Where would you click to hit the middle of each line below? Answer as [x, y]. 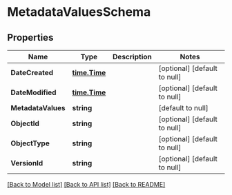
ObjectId [25, 123]
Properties [30, 38]
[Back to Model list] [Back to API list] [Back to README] [86, 184]
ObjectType [30, 143]
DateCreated [32, 73]
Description [132, 57]
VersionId [27, 163]
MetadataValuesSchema [79, 12]
